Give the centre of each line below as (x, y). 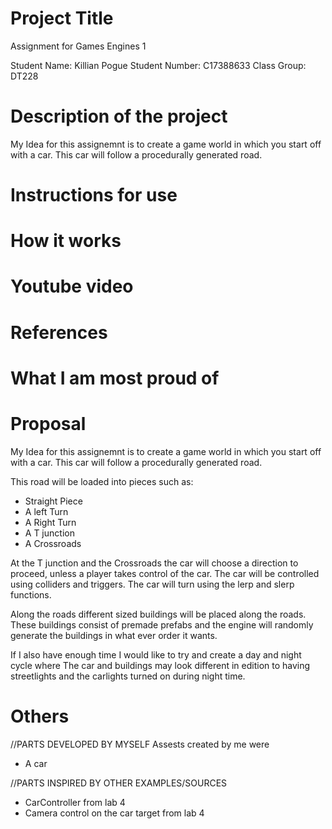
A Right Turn (50, 522)
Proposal (48, 424)
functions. (31, 594)
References (59, 332)
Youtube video (72, 286)
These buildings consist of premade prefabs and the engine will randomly (162, 624)
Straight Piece (53, 501)
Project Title (62, 18)
